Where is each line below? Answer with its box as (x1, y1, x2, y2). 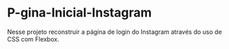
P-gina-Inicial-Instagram (7, 5, 152, 21)
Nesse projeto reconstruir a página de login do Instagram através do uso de (7, 28, 222, 36)
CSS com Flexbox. (7, 35, 60, 43)
